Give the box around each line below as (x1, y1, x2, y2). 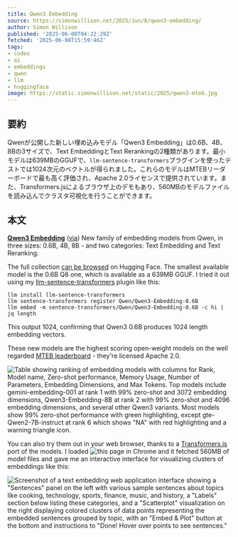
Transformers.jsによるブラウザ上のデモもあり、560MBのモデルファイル (19, 182, 230, 191)
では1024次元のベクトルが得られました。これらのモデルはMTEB (19, 164, 207, 173)
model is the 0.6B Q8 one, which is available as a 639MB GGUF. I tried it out (7, 270, 229, 278)
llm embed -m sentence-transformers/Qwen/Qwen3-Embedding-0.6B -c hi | (7, 304, 224, 311)
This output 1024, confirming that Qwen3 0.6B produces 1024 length (7, 322, 208, 331)
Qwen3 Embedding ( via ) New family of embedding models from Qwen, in (7, 233, 224, 242)
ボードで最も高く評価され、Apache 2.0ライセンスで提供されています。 (13, 174, 221, 182)
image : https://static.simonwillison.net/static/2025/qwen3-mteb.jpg (7, 90, 218, 97)
